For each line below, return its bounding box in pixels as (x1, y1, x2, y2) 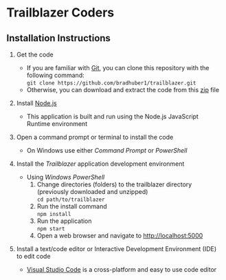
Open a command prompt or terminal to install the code (16, 133, 174, 141)
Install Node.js (16, 99, 57, 107)
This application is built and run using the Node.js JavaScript (26, 112, 199, 120)
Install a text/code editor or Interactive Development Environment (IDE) (16, 245, 217, 252)
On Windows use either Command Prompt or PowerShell (26, 147, 188, 154)
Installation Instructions (6, 32, 111, 44)
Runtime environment (26, 120, 87, 128)
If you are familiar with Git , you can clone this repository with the (26, 64, 210, 72)
